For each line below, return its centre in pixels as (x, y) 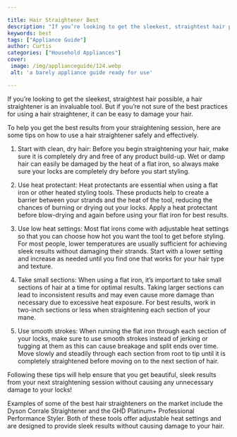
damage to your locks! (40, 390)
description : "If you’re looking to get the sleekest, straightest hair (116, 26)
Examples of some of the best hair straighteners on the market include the (115, 403)
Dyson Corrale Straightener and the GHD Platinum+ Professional (101, 411)
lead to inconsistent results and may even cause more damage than (116, 294)
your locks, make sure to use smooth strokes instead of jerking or (113, 338)
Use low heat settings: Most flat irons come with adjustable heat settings (123, 228)
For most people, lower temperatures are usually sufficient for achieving (122, 244)
